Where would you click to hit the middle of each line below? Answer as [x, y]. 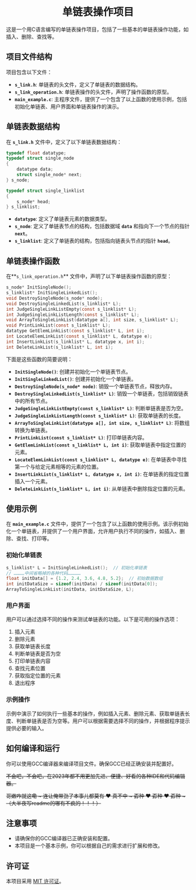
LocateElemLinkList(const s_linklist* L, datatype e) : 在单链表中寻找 [100, 459]
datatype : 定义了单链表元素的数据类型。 [62, 219]
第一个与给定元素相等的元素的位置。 [58, 466]
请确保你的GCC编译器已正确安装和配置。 [64, 839]
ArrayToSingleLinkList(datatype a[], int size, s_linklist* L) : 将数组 [102, 422]
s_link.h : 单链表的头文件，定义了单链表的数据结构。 [78, 84]
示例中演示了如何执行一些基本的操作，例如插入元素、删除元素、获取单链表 [95, 713]
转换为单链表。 [32, 430]
